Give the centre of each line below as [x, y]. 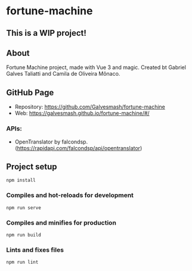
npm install [21, 180]
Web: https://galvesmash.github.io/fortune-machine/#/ [82, 113]
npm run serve [24, 208]
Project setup [32, 166]
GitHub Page [30, 93]
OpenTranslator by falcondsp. [51, 142]
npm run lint [22, 262]
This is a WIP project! [46, 33]
